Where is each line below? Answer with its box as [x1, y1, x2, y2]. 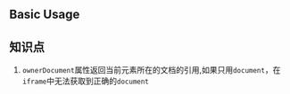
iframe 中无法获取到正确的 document [21, 75, 150, 87]
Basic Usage [9, 7, 80, 22]
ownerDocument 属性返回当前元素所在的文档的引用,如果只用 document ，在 [21, 65, 281, 75]
